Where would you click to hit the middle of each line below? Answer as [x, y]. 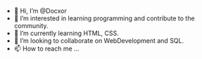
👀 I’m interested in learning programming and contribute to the [104, 18]
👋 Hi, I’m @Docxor [40, 11]
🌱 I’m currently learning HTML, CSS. [67, 33]
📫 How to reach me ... [46, 48]
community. [31, 26]
